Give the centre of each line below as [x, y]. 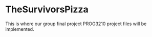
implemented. [20, 29]
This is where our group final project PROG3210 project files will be [76, 24]
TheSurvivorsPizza [47, 10]
